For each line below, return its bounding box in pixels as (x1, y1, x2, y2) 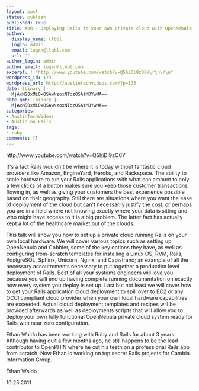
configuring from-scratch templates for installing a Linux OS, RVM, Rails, (6, 250, 183, 257)
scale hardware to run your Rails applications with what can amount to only (6, 175, 190, 182)
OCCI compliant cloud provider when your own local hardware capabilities (6, 294, 188, 301)
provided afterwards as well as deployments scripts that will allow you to (6, 306, 184, 314)
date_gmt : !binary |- (6, 97, 60, 102)
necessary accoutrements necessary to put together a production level (6, 262, 179, 270)
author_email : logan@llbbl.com (6, 63, 84, 70)
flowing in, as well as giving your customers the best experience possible (6, 188, 185, 195)
